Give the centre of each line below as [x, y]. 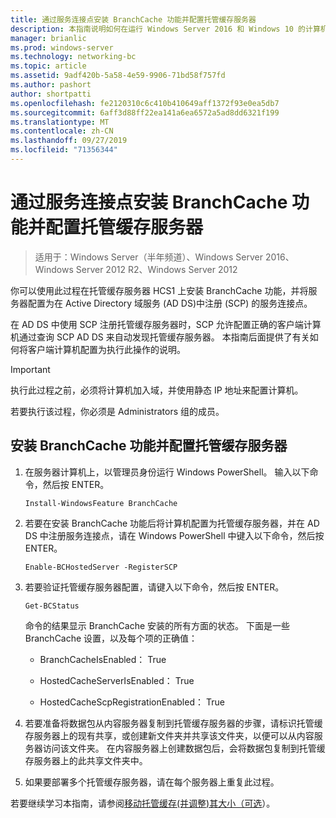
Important [30, 369]
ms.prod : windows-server [62, 47]
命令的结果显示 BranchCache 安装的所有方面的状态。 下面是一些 [157, 625]
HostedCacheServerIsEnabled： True [117, 680]
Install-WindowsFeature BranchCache [101, 503]
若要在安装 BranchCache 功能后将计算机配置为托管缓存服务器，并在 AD [172, 523]
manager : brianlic [48, 38]
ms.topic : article [48, 66]
